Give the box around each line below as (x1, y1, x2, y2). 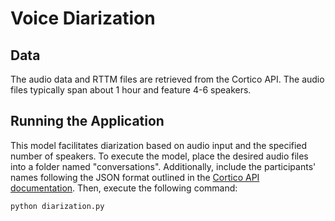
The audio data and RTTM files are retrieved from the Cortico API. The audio (10, 73, 325, 85)
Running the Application (10, 113, 165, 130)
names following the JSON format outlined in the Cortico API (10, 171, 260, 183)
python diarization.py (10, 201, 105, 211)
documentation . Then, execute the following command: (10, 182, 238, 194)
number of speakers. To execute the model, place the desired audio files (10, 150, 309, 162)
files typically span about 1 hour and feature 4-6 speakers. (10, 84, 252, 96)
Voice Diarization (10, 7, 156, 30)
